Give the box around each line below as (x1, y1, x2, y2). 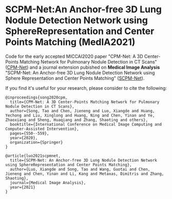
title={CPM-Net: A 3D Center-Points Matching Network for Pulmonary (10, 99, 160, 105)
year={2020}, (10, 135, 38, 141)
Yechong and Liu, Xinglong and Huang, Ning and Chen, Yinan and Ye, (5, 113, 155, 118)
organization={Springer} (10, 140, 63, 145)
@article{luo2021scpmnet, (5, 153, 61, 158)
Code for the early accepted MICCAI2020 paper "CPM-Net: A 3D (5, 53, 143, 59)
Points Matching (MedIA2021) (5, 36, 136, 48)
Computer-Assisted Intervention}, (5, 126, 80, 131)
